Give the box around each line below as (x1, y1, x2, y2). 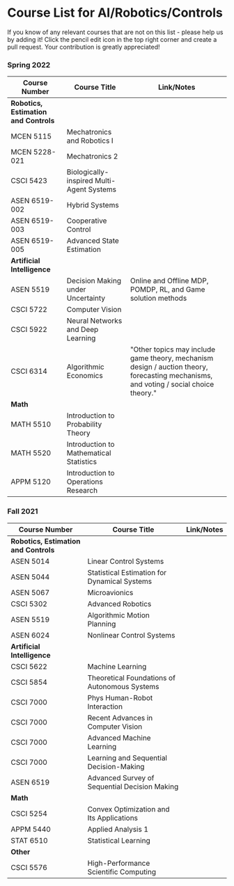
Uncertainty (66, 294, 106, 303)
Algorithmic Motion (87, 610, 150, 620)
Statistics (66, 457, 97, 467)
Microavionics (87, 587, 134, 597)
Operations (66, 477, 103, 486)
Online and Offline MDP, (130, 276, 209, 286)
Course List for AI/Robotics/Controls (7, 5, 223, 21)
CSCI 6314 (10, 367, 47, 377)
